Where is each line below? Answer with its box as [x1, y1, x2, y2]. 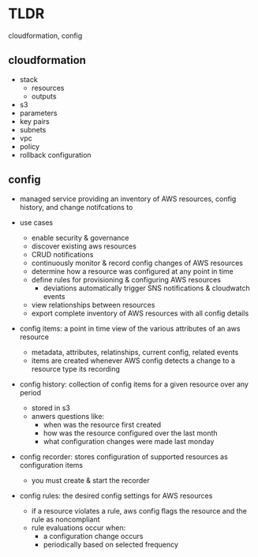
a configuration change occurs [43, 531, 144, 540]
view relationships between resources [31, 300, 155, 309]
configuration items [19, 460, 84, 469]
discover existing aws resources [31, 241, 136, 251]
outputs [31, 92, 57, 101]
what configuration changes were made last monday [43, 436, 215, 446]
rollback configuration [19, 150, 92, 159]
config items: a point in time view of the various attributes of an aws [19, 323, 241, 333]
